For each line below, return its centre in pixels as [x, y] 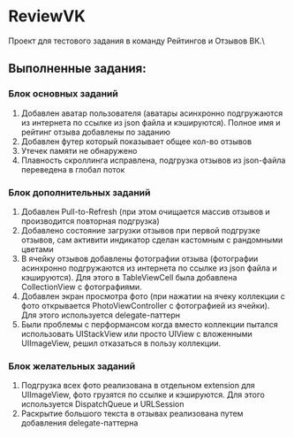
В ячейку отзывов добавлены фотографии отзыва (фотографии [139, 258]
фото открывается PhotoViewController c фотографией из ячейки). [145, 305]
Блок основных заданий [63, 94]
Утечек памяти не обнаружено [79, 150]
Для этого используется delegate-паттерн [101, 315]
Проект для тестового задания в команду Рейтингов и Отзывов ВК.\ [137, 41]
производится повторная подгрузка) [90, 221]
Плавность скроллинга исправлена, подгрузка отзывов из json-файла [153, 160]
